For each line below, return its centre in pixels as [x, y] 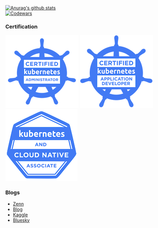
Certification [22, 27]
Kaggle [20, 215]
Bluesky [21, 220]
